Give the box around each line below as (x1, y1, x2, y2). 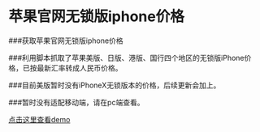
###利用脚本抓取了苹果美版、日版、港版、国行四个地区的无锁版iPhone (8, 53, 245, 62)
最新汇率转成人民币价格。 (36, 62, 123, 73)
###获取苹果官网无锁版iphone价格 (8, 36, 123, 45)
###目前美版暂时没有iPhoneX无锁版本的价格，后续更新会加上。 (8, 80, 221, 90)
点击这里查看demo (8, 114, 71, 124)
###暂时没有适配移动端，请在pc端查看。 (8, 97, 145, 107)
